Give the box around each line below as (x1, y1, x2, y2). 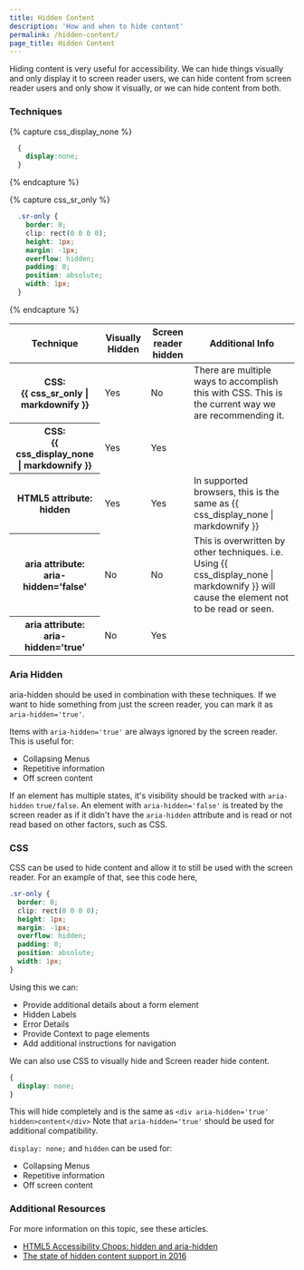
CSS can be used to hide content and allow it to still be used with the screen (9, 863, 293, 874)
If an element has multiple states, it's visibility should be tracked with (9, 790, 266, 801)
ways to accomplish (194, 375, 279, 387)
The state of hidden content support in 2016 (22, 1250, 187, 1261)
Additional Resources (9, 1203, 106, 1216)
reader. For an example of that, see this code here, (9, 872, 198, 883)
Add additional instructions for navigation (22, 1038, 176, 1049)
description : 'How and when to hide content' (9, 22, 184, 31)
